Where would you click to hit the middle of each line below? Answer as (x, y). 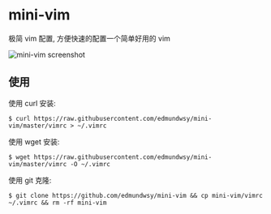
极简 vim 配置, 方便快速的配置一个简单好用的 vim (89, 38)
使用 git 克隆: (30, 180)
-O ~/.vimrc (90, 164)
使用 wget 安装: (34, 141)
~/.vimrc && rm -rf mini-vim (58, 203)
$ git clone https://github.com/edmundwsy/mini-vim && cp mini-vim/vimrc (136, 195)
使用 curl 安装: (32, 103)
